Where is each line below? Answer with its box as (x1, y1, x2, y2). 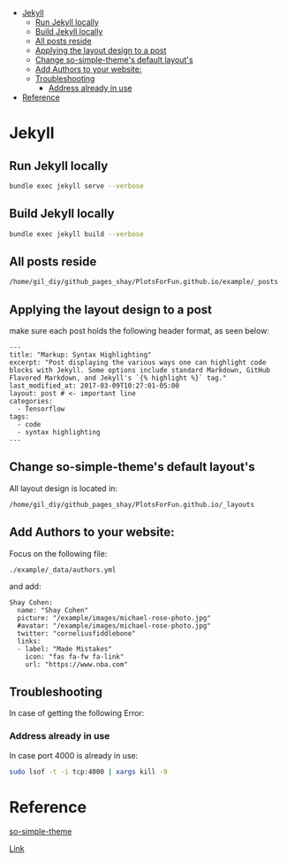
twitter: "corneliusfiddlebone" (17, 629, 137, 638)
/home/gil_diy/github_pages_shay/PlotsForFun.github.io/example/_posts (9, 278, 278, 287)
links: (17, 637, 42, 646)
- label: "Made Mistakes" (17, 645, 113, 654)
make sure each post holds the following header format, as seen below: (9, 326, 269, 336)
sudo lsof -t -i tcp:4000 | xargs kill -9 (9, 767, 168, 776)
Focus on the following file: (9, 548, 108, 558)
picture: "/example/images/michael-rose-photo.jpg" (17, 614, 212, 623)
